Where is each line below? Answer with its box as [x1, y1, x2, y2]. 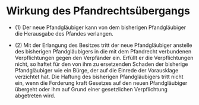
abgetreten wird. [14, 92, 56, 99]
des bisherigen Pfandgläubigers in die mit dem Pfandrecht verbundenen [14, 47, 192, 55]
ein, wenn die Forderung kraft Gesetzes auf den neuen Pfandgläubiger [14, 79, 188, 87]
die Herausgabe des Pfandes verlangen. [14, 30, 114, 37]
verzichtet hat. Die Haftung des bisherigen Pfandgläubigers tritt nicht [14, 73, 184, 80]
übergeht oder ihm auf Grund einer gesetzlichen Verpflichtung [14, 85, 168, 93]
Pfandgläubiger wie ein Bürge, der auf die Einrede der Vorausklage [14, 66, 179, 74]
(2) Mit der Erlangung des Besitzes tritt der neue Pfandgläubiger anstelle [14, 42, 192, 49]
